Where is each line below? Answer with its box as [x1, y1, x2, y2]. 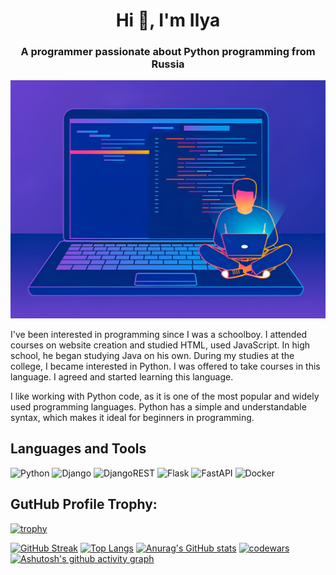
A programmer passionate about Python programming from [20, 45, 316, 59]
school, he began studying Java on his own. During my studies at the [10, 349, 295, 361]
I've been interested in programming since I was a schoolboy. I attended [10, 328, 308, 340]
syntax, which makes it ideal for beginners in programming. [10, 411, 255, 423]
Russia [151, 57, 185, 71]
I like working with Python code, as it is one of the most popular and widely [10, 390, 320, 402]
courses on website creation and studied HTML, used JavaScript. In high [10, 339, 311, 351]
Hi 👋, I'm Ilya [115, 9, 221, 32]
